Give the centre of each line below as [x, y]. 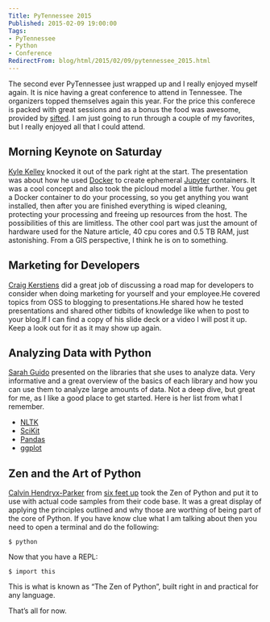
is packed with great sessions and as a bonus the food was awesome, [125, 109]
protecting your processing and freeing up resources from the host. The [128, 214]
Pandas [33, 440]
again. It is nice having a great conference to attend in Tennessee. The [125, 92]
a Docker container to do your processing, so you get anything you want [129, 197]
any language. [32, 595]
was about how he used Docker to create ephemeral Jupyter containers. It [132, 180]
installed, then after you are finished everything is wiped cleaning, [118, 206]
